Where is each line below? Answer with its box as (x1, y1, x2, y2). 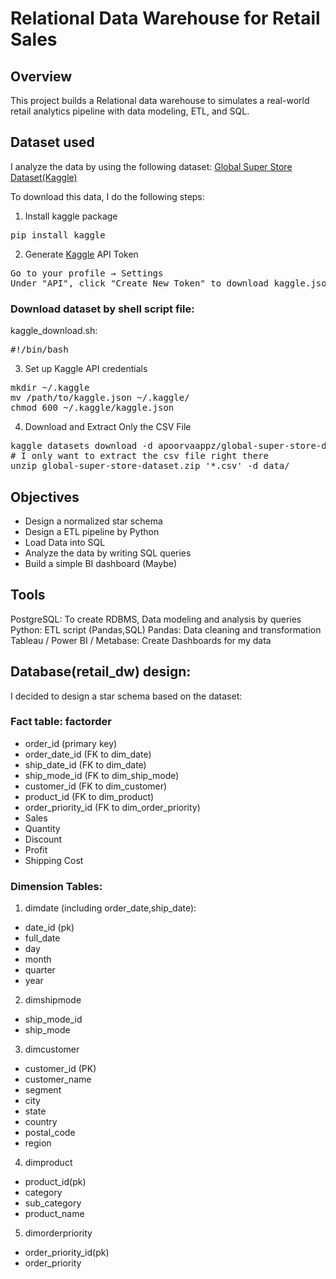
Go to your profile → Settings (10, 267, 164, 279)
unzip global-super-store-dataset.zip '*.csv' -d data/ (10, 460, 290, 472)
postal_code (24, 1127, 76, 1139)
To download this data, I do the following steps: (10, 190, 205, 202)
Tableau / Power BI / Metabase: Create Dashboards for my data (10, 634, 272, 646)
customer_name (24, 1073, 92, 1086)
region (24, 1137, 52, 1149)
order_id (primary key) (24, 737, 118, 749)
